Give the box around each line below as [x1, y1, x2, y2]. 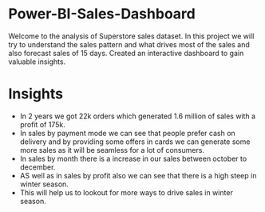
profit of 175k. [19, 119, 65, 129]
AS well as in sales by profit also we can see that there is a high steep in [19, 170, 257, 180]
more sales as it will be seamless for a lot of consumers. [19, 145, 205, 154]
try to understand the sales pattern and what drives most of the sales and [8, 39, 250, 49]
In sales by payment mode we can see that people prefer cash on [19, 128, 235, 138]
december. [19, 162, 56, 172]
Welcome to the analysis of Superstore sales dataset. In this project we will [8, 31, 255, 41]
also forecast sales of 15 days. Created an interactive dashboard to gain [8, 48, 244, 58]
